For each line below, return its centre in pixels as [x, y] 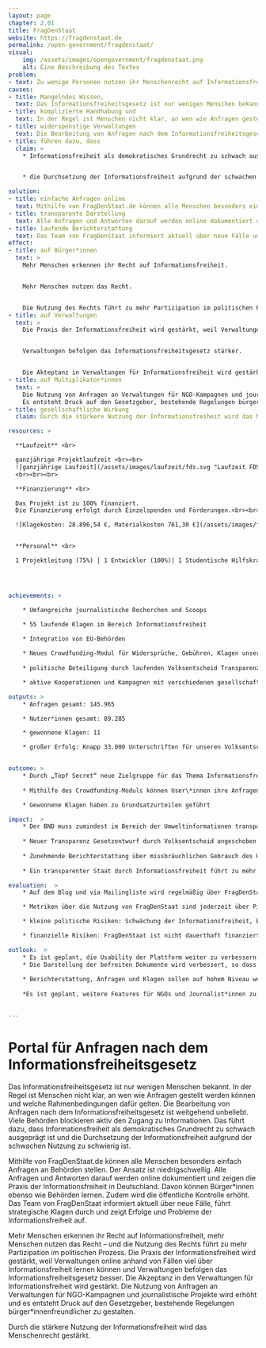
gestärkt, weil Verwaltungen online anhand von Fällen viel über [110, 1261]
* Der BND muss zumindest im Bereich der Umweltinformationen [127, 826]
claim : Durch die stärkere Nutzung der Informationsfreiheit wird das [134, 417]
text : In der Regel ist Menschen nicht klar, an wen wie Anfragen [127, 119]
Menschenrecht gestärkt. [49, 1335]
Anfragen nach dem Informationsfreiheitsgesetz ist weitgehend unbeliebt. [129, 1111]
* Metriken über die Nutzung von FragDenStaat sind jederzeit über [136, 907]
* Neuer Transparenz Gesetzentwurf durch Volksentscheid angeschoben [140, 842]
